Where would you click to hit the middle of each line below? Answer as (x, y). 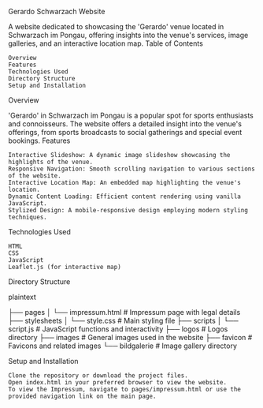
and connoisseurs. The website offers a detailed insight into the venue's (125, 124)
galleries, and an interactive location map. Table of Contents (106, 43)
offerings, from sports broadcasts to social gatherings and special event (125, 132)
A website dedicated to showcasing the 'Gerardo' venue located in (116, 26)
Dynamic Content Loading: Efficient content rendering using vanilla (125, 197)
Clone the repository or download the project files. (98, 376)
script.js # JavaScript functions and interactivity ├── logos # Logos (118, 329)
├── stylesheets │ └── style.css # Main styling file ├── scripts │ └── (123, 320)
